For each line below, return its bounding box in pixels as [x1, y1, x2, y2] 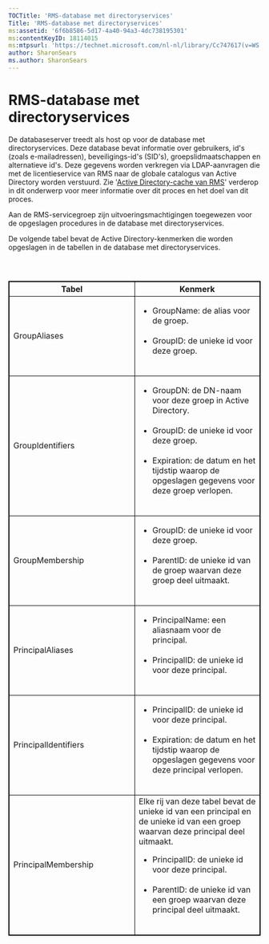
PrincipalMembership [13, 859, 94, 870]
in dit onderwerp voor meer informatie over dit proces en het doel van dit [8, 185, 249, 195]
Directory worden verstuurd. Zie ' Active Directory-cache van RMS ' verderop [8, 177, 259, 187]
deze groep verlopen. [151, 485, 234, 496]
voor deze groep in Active [151, 395, 250, 406]
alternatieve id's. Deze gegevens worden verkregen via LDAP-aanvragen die [8, 160, 260, 169]
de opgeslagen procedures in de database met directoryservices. [8, 218, 224, 228]
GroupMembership [13, 555, 85, 566]
